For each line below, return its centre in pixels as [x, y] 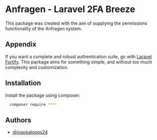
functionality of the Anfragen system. [44, 28]
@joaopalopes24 [30, 132]
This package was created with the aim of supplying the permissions [76, 23]
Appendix [21, 45]
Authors [18, 120]
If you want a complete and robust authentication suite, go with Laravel [78, 56]
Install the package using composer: [43, 95]
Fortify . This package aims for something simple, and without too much [78, 62]
